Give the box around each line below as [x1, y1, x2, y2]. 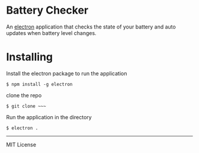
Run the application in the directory [6, 113, 92, 120]
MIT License [6, 141, 37, 148]
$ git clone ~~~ [6, 103, 46, 109]
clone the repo [6, 91, 42, 98]
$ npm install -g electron [6, 81, 73, 87]
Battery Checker [6, 4, 89, 17]
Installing [6, 50, 53, 64]
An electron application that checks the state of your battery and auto [6, 23, 176, 30]
